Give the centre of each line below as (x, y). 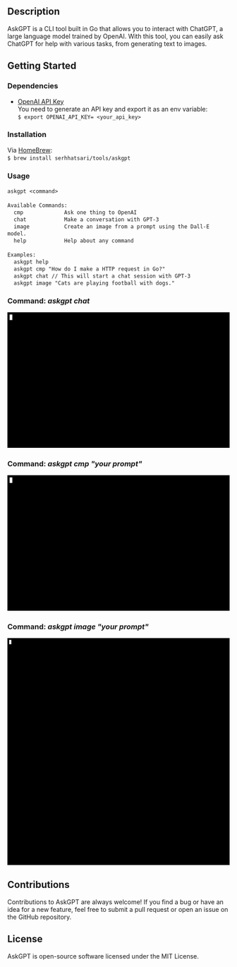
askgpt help (31, 262)
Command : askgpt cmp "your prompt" (75, 463)
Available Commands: (38, 206)
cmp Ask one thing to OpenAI (75, 213)
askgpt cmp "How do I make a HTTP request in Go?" (90, 269)
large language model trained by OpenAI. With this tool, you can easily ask (115, 36)
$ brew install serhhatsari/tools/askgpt (69, 158)
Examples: (22, 255)
